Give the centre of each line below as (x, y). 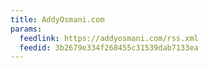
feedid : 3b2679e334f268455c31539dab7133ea (109, 47)
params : (26, 29)
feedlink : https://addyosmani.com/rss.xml (109, 38)
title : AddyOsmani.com (57, 19)
